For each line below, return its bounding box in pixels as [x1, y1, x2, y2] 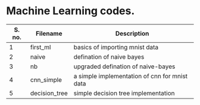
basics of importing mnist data [73, 43, 159, 51]
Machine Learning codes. [6, 4, 135, 18]
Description [115, 29, 149, 37]
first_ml [30, 43, 51, 51]
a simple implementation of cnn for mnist [73, 72, 188, 80]
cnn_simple [30, 75, 62, 84]
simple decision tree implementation [73, 89, 175, 97]
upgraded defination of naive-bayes [73, 62, 176, 71]
